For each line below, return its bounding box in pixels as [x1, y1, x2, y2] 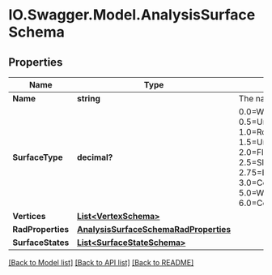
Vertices [12, 211, 46, 221]
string [76, 93, 101, 104]
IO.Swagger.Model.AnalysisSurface [8, 6, 256, 24]
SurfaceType [12, 152, 63, 163]
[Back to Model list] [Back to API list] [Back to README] [8, 258, 194, 267]
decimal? [76, 152, 113, 163]
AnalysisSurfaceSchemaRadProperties [76, 224, 232, 234]
